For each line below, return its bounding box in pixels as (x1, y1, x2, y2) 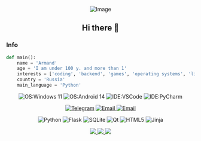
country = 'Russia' (17, 76, 66, 83)
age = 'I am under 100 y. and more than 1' (17, 66, 127, 72)
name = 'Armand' (17, 60, 58, 66)
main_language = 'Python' (17, 82, 82, 88)
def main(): (6, 54, 36, 60)
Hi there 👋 (81, 23, 120, 33)
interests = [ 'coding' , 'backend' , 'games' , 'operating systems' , (17, 71, 186, 77)
